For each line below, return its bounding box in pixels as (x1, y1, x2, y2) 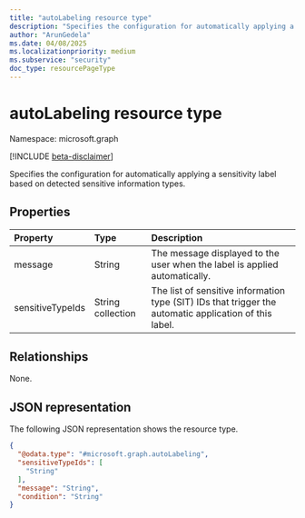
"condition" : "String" (17, 492, 103, 501)
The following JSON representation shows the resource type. (9, 423, 239, 434)
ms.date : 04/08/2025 (9, 38, 88, 48)
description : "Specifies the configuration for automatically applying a (9, 22, 295, 31)
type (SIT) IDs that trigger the (151, 295, 277, 308)
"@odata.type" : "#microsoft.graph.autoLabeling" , (17, 450, 209, 459)
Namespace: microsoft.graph (9, 133, 119, 144)
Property (14, 231, 54, 244)
